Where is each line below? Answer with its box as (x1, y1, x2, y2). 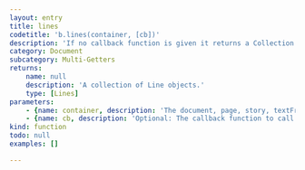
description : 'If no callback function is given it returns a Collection (9, 38, 295, 48)
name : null (25, 72, 67, 81)
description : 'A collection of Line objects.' (25, 80, 205, 90)
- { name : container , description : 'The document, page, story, (25, 106, 271, 115)
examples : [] (9, 139, 59, 148)
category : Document (9, 47, 84, 56)
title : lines (9, 22, 59, 31)
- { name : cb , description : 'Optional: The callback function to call (25, 114, 295, 123)
